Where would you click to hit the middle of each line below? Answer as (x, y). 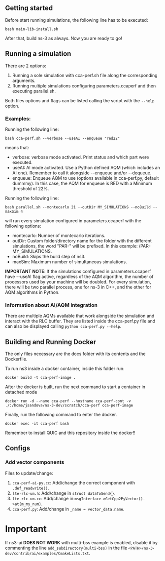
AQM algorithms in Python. (33, 292)
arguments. (24, 80)
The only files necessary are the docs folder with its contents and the (75, 354)
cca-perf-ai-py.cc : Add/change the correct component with (74, 482)
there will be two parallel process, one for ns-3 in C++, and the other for (78, 287)
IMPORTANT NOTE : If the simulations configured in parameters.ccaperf (78, 271)
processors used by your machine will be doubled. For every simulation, (78, 281)
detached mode (21, 392)
